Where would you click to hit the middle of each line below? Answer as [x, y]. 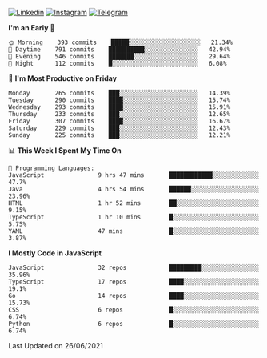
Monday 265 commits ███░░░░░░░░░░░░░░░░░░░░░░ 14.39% [119, 93]
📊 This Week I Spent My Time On [65, 151]
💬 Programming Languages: [51, 168]
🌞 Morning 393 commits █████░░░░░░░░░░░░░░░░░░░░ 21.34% [121, 42]
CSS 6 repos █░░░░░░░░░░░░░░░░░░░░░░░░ [134, 310]
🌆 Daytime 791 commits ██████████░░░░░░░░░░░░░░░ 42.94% [119, 50]
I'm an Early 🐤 [32, 28]
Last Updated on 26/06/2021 [56, 346]
